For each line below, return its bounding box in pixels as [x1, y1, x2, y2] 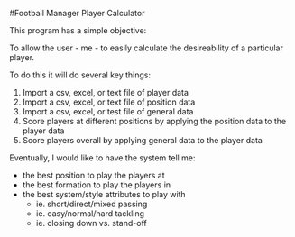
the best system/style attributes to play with [22, 189, 187, 199]
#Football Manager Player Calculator [9, 8, 145, 18]
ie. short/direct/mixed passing [35, 198, 148, 209]
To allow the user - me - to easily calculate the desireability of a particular [9, 42, 284, 53]
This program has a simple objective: [9, 25, 147, 35]
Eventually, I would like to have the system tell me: [9, 152, 196, 163]
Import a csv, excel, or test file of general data [22, 106, 194, 116]
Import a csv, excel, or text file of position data [22, 96, 196, 107]
